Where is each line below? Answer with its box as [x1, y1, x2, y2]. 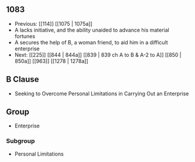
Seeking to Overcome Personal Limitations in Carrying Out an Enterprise [14, 90, 189, 97]
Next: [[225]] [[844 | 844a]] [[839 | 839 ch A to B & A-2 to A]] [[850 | [14, 51, 182, 58]
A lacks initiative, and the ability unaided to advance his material [14, 26, 170, 33]
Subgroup [6, 137, 35, 145]
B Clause [6, 74, 39, 84]
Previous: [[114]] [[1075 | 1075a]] [14, 20, 93, 27]
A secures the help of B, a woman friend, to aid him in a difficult [14, 39, 168, 46]
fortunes [14, 32, 36, 40]
